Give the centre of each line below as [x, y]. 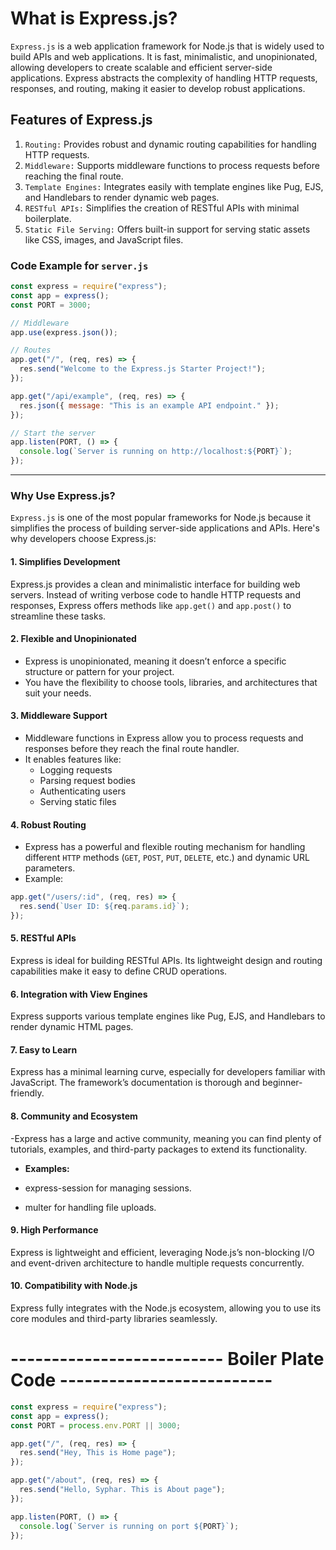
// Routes [31, 350]
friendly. [27, 1093]
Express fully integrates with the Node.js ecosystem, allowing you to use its [166, 1308]
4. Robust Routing [48, 824]
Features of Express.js [81, 120]
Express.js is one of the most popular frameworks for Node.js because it [161, 518]
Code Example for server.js [79, 265]
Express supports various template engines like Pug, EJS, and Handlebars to [168, 1016]
